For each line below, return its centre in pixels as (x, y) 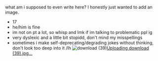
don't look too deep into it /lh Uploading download (80, 48)
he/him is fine (26, 27)
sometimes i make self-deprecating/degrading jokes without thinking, (83, 43)
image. (12, 12)
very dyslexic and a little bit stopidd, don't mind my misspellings (77, 37)
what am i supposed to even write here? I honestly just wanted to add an (79, 7)
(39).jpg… (22, 53)
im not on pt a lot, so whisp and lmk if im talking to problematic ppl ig (82, 32)
